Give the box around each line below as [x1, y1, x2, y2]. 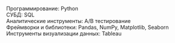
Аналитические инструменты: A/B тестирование [6, 18, 131, 24]
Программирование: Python [6, 5, 79, 12]
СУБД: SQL [6, 11, 35, 18]
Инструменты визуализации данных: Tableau [6, 30, 122, 37]
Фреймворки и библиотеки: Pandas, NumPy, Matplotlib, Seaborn [6, 24, 169, 31]
